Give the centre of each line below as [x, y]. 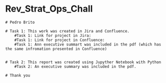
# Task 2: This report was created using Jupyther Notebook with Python [83, 62]
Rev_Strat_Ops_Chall [49, 9]
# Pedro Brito [20, 22]
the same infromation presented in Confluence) [56, 49]
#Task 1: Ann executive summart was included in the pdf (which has [88, 44]
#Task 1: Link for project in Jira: [53, 35]
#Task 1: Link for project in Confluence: [60, 40]
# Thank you [18, 75]
